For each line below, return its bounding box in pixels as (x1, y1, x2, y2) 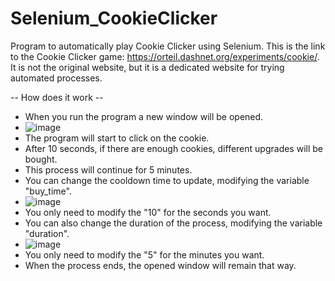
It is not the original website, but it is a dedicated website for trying (10, 61, 285, 73)
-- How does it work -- (10, 91, 104, 103)
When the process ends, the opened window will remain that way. (24, 259, 297, 271)
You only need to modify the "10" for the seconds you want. (24, 206, 272, 218)
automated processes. (10, 72, 103, 84)
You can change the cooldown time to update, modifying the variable (24, 174, 310, 186)
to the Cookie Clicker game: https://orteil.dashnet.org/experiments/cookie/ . (10, 50, 320, 62)
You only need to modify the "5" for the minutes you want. (24, 248, 265, 261)
